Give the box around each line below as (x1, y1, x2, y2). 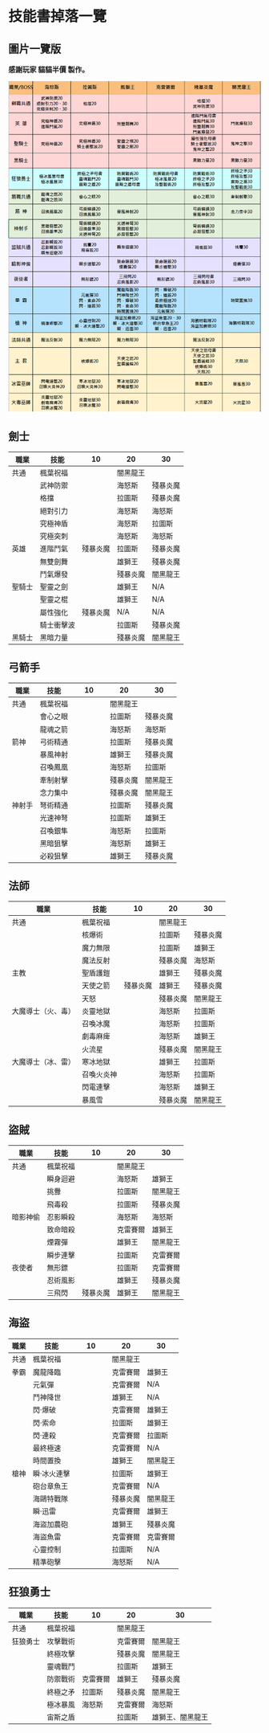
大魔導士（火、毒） (11, 1006, 75, 1016)
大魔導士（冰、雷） (11, 1057, 75, 1066)
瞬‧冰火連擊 (33, 1468, 70, 1478)
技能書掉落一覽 (8, 7, 107, 26)
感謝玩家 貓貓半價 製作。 (8, 65, 90, 74)
